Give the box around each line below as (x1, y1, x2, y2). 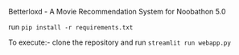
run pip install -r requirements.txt (8, 22, 134, 31)
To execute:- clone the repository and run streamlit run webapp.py (8, 37, 232, 47)
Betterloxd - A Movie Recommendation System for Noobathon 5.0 (8, 7, 226, 16)
